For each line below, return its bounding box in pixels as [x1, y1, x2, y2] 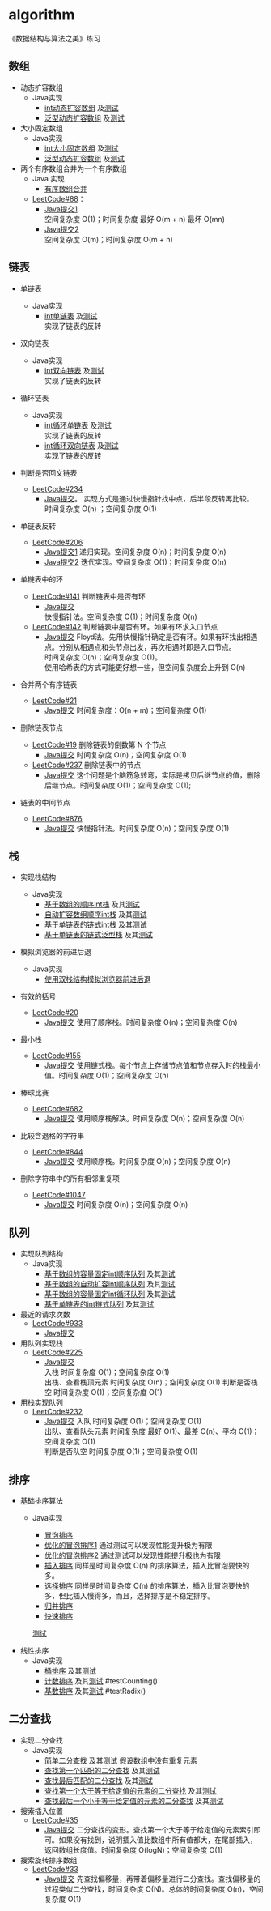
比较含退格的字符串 [19, 1131, 85, 1141]
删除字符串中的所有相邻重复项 [19, 1174, 120, 1184]
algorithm [8, 6, 75, 24]
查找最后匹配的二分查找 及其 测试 [44, 1776, 154, 1785]
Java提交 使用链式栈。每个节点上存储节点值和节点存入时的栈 [44, 1060, 247, 1070]
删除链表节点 [19, 723, 63, 732]
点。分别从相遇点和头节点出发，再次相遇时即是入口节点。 [44, 642, 236, 651]
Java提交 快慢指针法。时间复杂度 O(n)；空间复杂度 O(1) [44, 823, 230, 833]
